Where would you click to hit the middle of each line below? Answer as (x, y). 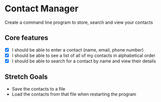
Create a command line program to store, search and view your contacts (79, 22)
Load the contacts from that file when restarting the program (74, 94)
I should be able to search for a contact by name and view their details (84, 61)
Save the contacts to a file (39, 89)
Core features (26, 38)
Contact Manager (42, 9)
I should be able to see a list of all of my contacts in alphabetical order (83, 55)
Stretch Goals (26, 77)
